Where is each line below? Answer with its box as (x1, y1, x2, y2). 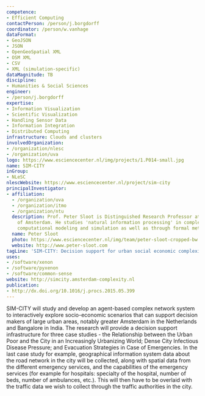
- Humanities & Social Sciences (6, 83, 88, 89)
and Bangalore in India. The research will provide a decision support (6, 324, 178, 331)
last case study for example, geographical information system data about (6, 350, 190, 357)
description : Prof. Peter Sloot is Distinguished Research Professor (12, 214, 192, 220)
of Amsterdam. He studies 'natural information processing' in (17, 220, 182, 226)
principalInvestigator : (6, 185, 67, 192)
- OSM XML (6, 54, 32, 61)
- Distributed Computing (6, 129, 70, 135)
